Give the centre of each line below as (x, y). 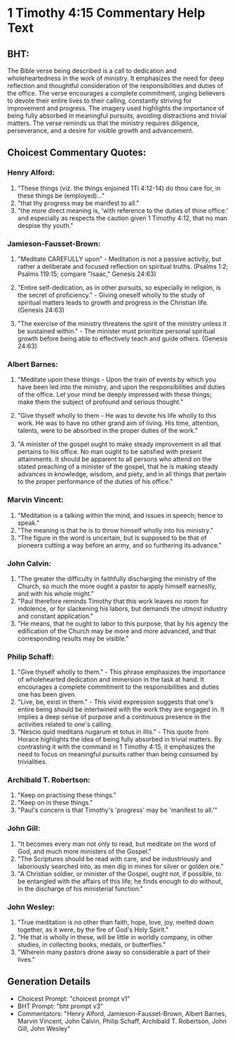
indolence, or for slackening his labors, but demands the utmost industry (122, 608)
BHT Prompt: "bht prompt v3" (60, 1006)
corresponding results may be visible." (73, 638)
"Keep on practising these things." (67, 795)
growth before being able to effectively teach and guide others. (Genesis (122, 338)
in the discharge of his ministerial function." (80, 889)
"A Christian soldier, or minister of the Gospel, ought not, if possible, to (119, 873)
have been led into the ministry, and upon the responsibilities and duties (121, 387)
